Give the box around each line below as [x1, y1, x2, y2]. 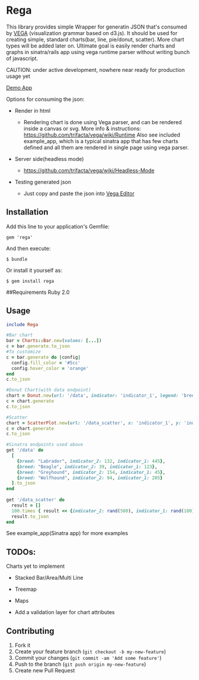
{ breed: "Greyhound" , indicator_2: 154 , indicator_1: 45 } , [17, 469, 166, 475]
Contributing [6, 626, 54, 636]
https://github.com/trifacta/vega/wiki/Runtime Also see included [23, 131, 181, 138]
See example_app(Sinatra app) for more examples [6, 530, 129, 537]
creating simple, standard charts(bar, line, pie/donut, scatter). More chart [6, 36, 185, 43]
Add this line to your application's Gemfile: [6, 223, 110, 230]
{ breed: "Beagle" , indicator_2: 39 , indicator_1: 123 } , [17, 464, 158, 470]
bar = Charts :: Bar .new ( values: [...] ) [6, 338, 102, 344]
